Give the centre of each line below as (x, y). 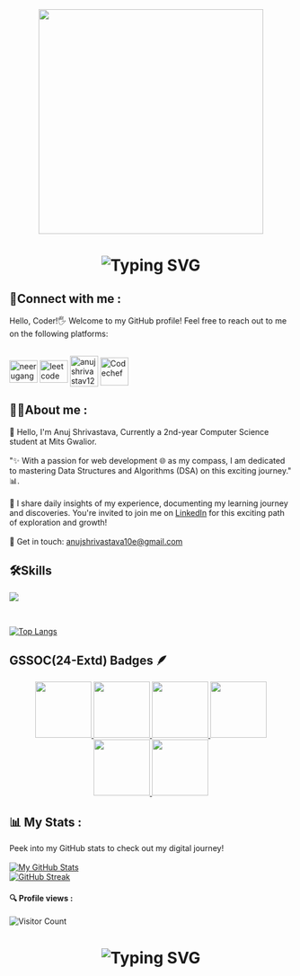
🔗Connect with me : (65, 299)
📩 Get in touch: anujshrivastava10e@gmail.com (96, 541)
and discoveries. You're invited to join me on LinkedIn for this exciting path (147, 512)
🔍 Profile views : (41, 898)
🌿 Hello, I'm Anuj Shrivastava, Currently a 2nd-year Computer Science (139, 431)
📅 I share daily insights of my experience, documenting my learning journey (149, 503)
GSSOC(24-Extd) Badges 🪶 (88, 661)
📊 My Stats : (46, 822)
